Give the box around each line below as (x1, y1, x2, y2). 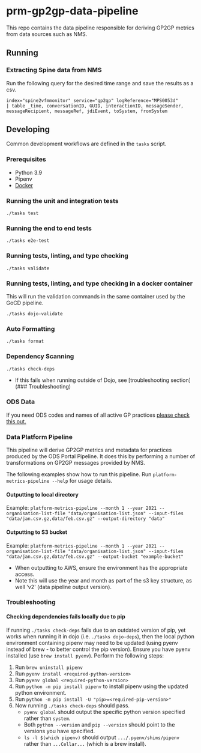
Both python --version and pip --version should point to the (23, 721, 175, 728)
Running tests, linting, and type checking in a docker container (6, 279, 193, 288)
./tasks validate (6, 265, 50, 271)
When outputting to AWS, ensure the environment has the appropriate (14, 564, 188, 571)
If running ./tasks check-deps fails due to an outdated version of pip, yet (6, 626, 186, 634)
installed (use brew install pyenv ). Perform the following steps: (6, 652, 164, 659)
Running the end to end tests (6, 224, 92, 232)
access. (14, 570, 35, 578)
